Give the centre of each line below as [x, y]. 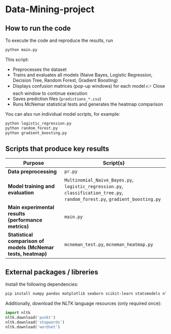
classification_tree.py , [94, 193]
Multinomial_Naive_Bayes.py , [99, 180]
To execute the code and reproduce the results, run [59, 40]
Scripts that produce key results [57, 149]
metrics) [18, 226]
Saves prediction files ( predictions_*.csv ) [57, 98]
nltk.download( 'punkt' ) [31, 317]
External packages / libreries [52, 272]
